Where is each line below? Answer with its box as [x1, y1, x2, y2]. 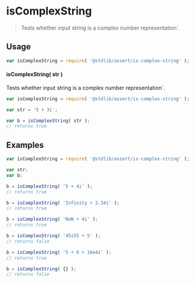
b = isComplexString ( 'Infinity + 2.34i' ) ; [6, 200, 120, 206]
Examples [6, 140, 44, 150]
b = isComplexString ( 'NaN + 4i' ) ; [6, 216, 98, 223]
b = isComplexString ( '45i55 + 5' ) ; [6, 233, 101, 239]
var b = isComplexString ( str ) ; [6, 118, 90, 124]
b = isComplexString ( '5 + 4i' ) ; [6, 183, 93, 189]
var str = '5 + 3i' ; [6, 107, 58, 113]
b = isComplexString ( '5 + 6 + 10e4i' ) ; [6, 249, 112, 255]
